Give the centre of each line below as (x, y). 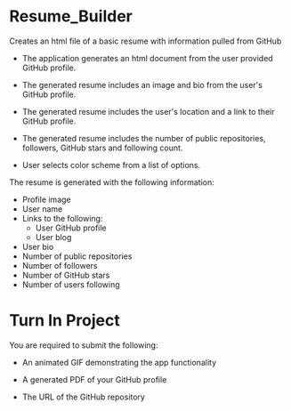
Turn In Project (65, 321)
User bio (38, 246)
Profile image (46, 199)
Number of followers (60, 265)
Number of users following (71, 284)
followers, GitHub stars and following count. (102, 148)
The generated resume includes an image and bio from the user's (142, 85)
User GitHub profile (71, 228)
